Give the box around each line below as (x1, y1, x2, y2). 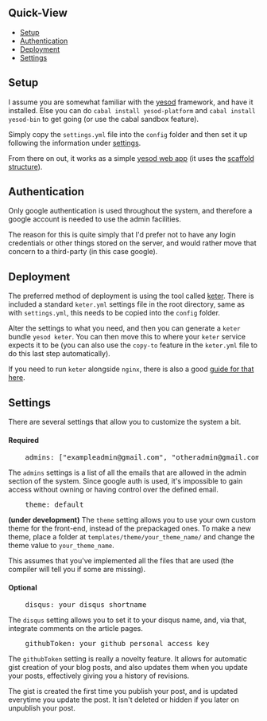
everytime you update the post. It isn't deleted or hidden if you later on (8, 695, 240, 704)
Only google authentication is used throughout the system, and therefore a (8, 206, 253, 216)
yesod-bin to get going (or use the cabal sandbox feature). (8, 114, 199, 123)
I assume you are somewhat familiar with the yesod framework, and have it (8, 97, 253, 107)
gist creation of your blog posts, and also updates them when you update (8, 663, 248, 672)
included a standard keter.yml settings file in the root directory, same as (8, 300, 245, 309)
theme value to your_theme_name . (8, 541, 115, 551)
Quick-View (8, 6, 68, 20)
